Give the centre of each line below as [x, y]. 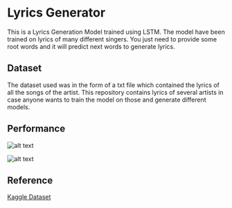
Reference [30, 180]
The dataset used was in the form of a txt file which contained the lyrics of [114, 85]
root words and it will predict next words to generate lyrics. [91, 46]
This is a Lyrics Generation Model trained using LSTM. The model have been [116, 32]
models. [19, 107]
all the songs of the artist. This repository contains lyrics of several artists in [115, 92]
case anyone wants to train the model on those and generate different [107, 100]
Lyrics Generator [56, 13]
